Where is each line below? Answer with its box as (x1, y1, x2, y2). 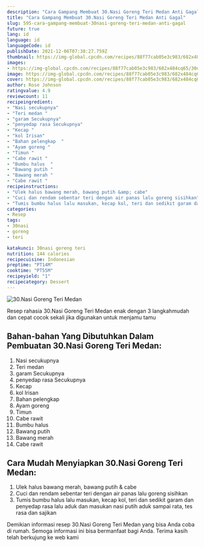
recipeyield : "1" (7, 273, 51, 279)
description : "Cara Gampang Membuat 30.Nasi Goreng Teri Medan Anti (7, 8, 183, 15)
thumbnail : (7, 54, 35, 60)
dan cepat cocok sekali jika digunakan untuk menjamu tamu (7, 313, 156, 321)
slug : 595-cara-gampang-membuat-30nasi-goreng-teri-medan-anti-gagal (7, 20, 186, 26)
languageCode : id (7, 43, 51, 49)
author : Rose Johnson (7, 82, 62, 88)
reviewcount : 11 (7, 93, 48, 99)
